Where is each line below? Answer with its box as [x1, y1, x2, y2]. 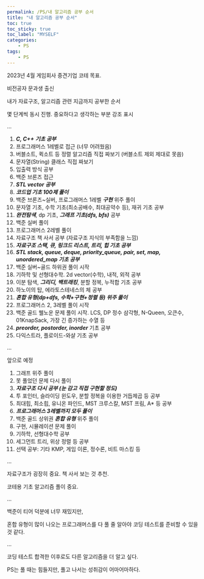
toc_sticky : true [7, 26, 51, 32]
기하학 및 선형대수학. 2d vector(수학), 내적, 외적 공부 [15, 271, 141, 278]
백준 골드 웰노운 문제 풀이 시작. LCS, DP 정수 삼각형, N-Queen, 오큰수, [15, 308, 185, 316]
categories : [7, 37, 37, 43]
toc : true [7, 20, 32, 26]
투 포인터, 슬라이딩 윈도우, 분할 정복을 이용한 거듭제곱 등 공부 [15, 392, 161, 399]
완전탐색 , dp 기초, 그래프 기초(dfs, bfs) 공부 [15, 211, 121, 218]
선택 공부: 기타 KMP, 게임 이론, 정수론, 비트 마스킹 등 [15, 445, 141, 452]
